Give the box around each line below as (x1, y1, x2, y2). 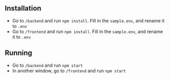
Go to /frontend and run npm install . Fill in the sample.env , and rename (12, 28, 163, 35)
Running (5, 48, 33, 58)
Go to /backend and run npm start (12, 62, 83, 68)
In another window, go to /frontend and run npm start (12, 67, 126, 73)
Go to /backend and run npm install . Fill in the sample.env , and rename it (12, 17, 165, 23)
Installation (5, 4, 41, 13)
